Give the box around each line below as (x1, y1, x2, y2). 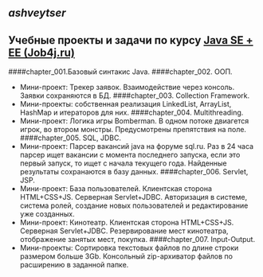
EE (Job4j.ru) (8, 45, 76, 59)
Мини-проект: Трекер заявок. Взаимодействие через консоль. (19, 83, 235, 92)
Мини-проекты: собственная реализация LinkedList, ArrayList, (19, 99, 232, 109)
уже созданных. (19, 209, 76, 219)
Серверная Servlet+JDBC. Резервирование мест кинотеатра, (19, 226, 229, 236)
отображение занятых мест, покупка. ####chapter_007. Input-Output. (19, 235, 256, 244)
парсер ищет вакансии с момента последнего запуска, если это (19, 150, 241, 160)
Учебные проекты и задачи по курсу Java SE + (8, 33, 253, 47)
